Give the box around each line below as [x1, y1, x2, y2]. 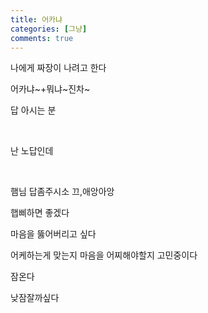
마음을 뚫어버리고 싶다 [10, 228, 97, 240]
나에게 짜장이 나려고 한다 [10, 62, 107, 74]
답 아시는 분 [10, 104, 57, 116]
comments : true [10, 33, 74, 43]
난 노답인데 [10, 145, 54, 157]
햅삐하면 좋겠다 [10, 207, 70, 219]
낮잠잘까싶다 [10, 292, 60, 304]
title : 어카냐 [10, 14, 63, 25]
